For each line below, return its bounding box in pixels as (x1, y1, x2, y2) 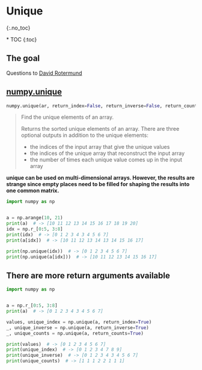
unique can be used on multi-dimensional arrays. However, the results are (6, 174, 195, 181)
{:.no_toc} (6, 24, 31, 31)
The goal (6, 53, 40, 64)
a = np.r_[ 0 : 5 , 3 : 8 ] (6, 303, 58, 309)
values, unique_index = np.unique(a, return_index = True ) (6, 319, 152, 325)
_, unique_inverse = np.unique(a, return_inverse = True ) (6, 324, 149, 331)
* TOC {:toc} (6, 36, 37, 43)
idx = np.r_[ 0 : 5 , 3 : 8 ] (6, 226, 63, 233)
